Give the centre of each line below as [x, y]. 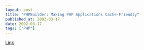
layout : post [19, 10]
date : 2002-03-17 [24, 24]
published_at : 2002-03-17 [32, 19]
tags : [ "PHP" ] [20, 28]
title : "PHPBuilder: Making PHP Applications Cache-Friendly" [72, 14]
